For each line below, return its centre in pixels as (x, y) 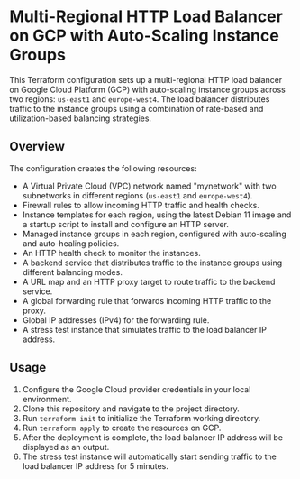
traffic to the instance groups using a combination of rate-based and (136, 108)
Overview (37, 147)
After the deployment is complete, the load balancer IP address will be (153, 437)
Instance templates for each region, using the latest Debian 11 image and (157, 215)
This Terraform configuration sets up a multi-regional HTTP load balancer (146, 79)
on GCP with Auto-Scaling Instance (144, 36)
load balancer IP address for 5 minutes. (95, 465)
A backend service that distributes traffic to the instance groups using (152, 263)
